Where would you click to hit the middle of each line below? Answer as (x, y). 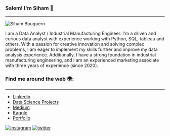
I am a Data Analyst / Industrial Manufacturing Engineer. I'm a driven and (81, 33)
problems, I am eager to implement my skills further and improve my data (81, 49)
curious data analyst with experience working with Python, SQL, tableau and (85, 39)
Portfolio (22, 118)
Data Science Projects (36, 102)
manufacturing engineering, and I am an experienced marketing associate (82, 60)
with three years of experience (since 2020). (52, 65)
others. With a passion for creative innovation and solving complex (75, 44)
